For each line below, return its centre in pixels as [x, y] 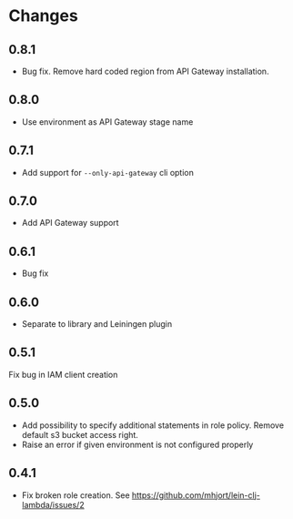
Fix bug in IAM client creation [63, 374]
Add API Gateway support [70, 223]
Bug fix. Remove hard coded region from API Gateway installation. [145, 71]
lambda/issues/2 [53, 504]
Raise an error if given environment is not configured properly [137, 444]
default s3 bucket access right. [80, 434]
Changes [43, 16]
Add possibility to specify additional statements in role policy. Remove [152, 425]
